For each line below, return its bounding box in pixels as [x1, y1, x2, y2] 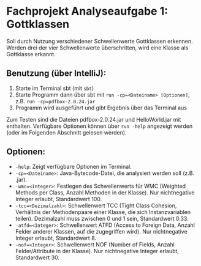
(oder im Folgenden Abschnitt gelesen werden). [6, 128, 127, 136]
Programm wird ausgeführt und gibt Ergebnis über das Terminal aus [15, 104, 187, 111]
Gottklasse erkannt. [6, 50, 56, 57]
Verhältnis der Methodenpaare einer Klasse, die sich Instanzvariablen [15, 208, 191, 215]
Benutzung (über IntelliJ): [6, 68, 107, 79]
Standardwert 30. [15, 254, 60, 261]
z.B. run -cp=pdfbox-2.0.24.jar [15, 97, 96, 105]
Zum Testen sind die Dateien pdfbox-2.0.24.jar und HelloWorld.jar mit [6, 116, 181, 123]
